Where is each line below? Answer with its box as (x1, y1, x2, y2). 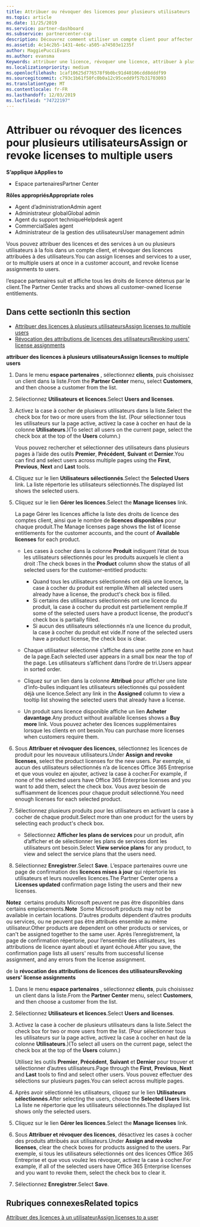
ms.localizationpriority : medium (6, 64, 89, 70)
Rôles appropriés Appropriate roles (6, 192, 94, 199)
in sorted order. (23, 666, 62, 673)
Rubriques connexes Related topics (6, 1198, 139, 1208)
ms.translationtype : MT (6, 81, 65, 87)
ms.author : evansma (6, 53, 55, 59)
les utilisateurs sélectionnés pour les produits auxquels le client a (23, 553, 183, 561)
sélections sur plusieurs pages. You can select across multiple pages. (14, 1077, 185, 1084)
